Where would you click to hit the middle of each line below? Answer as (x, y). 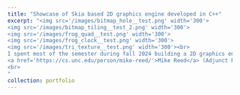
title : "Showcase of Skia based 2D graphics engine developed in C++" (115, 14)
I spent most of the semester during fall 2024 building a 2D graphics (116, 54)
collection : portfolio (41, 80)
